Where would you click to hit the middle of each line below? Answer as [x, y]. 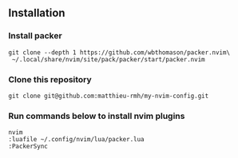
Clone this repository [50, 79]
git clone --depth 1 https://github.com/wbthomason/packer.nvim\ [119, 52]
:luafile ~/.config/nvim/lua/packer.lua [77, 140]
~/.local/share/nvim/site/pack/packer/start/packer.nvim [108, 59]
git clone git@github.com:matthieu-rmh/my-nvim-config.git [109, 96]
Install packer [35, 36]
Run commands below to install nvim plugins [97, 116]
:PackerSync [28, 147]
